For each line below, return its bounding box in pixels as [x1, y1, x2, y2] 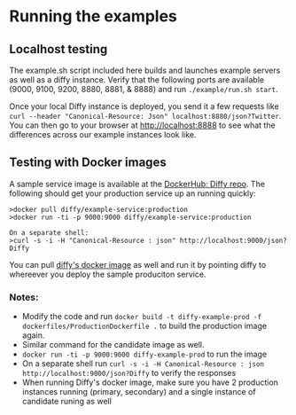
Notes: [9, 291, 39, 303]
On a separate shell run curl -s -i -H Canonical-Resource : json [21, 358, 264, 369]
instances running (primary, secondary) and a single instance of [21, 387, 256, 397]
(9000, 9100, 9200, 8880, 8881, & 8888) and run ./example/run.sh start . [9, 84, 278, 94]
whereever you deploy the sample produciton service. [9, 269, 206, 279]
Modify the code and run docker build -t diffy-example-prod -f [21, 311, 262, 322]
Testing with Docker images [9, 155, 167, 170]
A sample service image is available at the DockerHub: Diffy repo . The [9, 178, 266, 189]
